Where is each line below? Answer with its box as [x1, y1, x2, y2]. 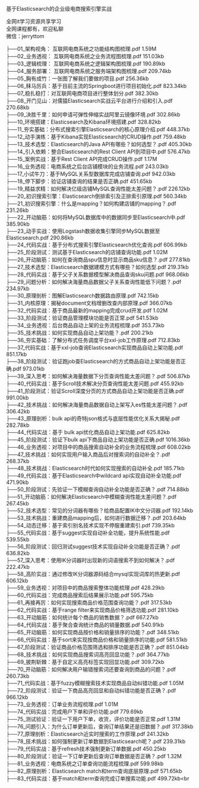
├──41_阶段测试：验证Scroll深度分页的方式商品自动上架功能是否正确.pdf [6, 388, 184, 394]
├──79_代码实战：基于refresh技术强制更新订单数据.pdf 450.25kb [6, 745, 166, 752]
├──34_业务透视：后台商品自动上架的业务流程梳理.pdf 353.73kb [6, 322, 165, 328]
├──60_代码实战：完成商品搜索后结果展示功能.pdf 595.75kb [6, 591, 154, 599]
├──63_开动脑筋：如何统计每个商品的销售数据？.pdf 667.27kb [6, 614, 159, 621]
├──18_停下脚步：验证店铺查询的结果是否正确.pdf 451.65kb [6, 178, 153, 185]
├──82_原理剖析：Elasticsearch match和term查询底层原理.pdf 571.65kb [6, 768, 182, 774]
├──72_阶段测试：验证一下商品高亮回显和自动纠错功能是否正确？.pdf [6, 687, 176, 694]
